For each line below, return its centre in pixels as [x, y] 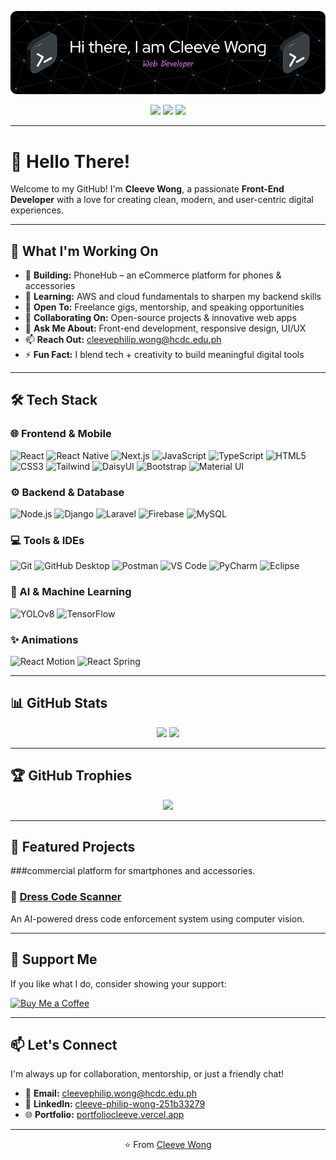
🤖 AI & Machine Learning [71, 592]
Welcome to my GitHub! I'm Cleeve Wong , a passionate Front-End [147, 189]
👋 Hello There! [70, 161]
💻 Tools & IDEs [47, 540]
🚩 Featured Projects [73, 846]
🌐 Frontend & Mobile [61, 434]
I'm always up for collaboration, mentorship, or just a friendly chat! [147, 1074]
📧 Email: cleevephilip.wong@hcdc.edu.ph [111, 1093]
